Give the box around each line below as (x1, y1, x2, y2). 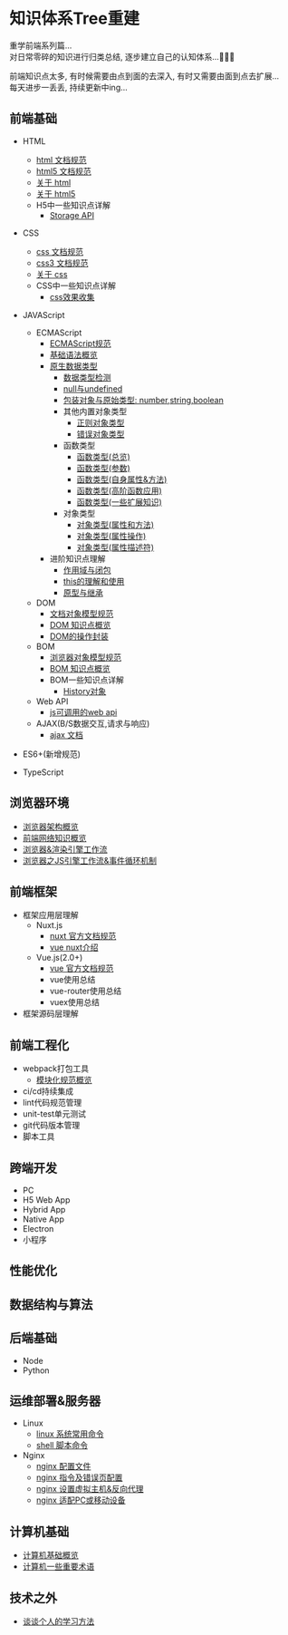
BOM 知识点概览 (49, 663, 110, 673)
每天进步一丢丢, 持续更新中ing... (9, 82, 129, 92)
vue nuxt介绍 (49, 942, 99, 953)
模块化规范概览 (35, 1075, 92, 1086)
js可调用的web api (49, 706, 118, 717)
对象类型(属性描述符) (76, 541, 155, 553)
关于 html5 (35, 188, 76, 199)
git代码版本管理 (22, 1120, 81, 1131)
